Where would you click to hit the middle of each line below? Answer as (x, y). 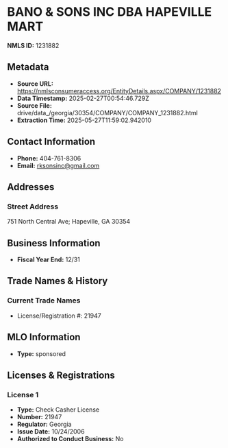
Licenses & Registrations (61, 375)
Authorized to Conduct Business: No (70, 439)
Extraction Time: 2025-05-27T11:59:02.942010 (84, 120)
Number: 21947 (39, 417)
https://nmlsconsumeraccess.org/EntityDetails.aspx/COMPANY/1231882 (119, 91)
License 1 (23, 394)
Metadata (28, 67)
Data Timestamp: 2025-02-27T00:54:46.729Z (83, 98)
